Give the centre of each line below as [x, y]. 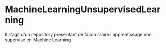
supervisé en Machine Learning [38, 40]
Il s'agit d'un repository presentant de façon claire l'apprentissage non [78, 34]
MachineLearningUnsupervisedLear [83, 9]
